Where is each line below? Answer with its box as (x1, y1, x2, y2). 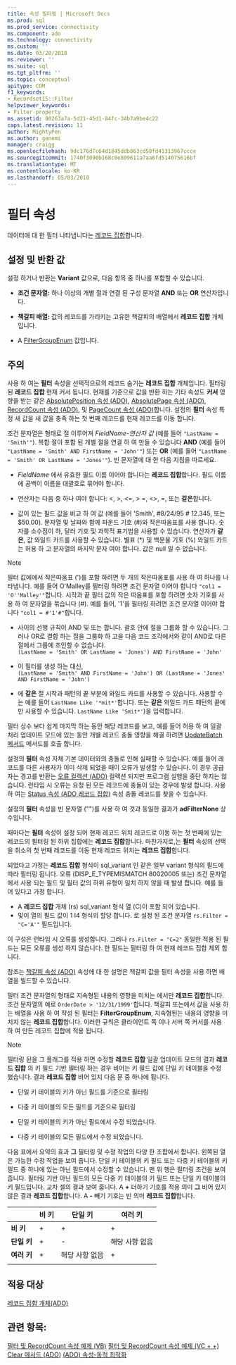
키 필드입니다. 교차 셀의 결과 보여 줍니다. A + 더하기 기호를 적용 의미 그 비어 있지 (7, 1183, 227, 1191)
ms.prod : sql (7, 17, 46, 24)
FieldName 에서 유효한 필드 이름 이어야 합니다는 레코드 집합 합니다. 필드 (17, 470, 214, 479)
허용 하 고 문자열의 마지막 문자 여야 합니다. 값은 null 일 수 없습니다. (25, 544, 207, 553)
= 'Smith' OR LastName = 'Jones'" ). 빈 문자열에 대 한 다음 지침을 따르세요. (7, 456, 216, 464)
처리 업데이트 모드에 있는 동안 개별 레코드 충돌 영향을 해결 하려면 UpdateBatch (7, 730, 223, 740)
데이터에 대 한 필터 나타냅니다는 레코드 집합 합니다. (7, 231, 145, 239)
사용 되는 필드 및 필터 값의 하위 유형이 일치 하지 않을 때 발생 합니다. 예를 (20, 878, 216, 887)
